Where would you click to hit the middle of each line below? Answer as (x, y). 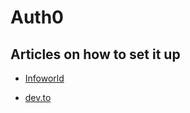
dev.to (38, 97)
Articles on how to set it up (95, 54)
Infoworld (44, 78)
